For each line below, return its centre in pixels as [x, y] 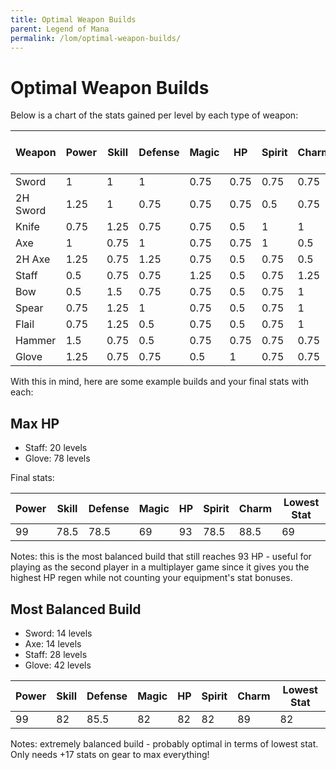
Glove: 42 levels [58, 665]
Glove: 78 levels [57, 458]
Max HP [35, 423]
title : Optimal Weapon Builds [73, 19]
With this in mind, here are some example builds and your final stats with [160, 382]
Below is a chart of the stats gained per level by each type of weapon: [154, 115]
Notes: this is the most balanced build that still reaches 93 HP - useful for [161, 557]
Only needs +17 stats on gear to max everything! [110, 754]
